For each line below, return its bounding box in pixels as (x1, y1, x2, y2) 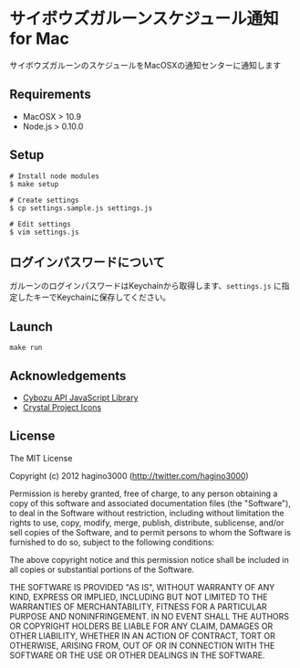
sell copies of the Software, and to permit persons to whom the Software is (9, 526, 292, 537)
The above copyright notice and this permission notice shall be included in (9, 554, 289, 565)
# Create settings (9, 196, 79, 205)
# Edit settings (9, 219, 71, 228)
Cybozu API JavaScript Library (22, 392, 139, 403)
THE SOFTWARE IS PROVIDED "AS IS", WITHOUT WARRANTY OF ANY (9, 581, 275, 592)
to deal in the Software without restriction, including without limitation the (9, 507, 284, 518)
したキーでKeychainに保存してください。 (16, 292, 171, 302)
